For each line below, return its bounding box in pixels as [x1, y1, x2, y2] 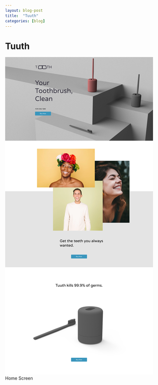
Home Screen [5, 375, 33, 382]
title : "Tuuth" [5, 13, 39, 18]
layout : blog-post [5, 8, 43, 13]
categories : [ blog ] [5, 18, 45, 23]
